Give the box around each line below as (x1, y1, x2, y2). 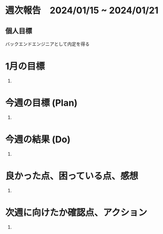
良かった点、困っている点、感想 (5, 170, 139, 182)
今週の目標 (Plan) (5, 97, 78, 109)
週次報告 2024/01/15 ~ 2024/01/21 (5, 5, 159, 16)
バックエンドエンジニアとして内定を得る (5, 41, 90, 47)
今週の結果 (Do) (5, 134, 71, 145)
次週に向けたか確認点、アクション (5, 207, 147, 218)
